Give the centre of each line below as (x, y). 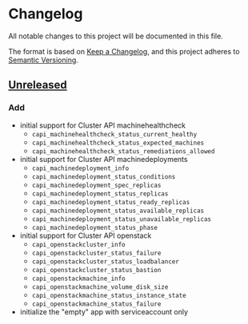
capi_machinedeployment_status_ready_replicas (111, 202)
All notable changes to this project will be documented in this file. (116, 36)
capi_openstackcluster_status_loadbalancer (106, 261)
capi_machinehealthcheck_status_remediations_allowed (123, 151)
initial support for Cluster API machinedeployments (104, 159)
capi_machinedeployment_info (80, 168)
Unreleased (38, 85)
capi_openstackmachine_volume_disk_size (100, 287)
